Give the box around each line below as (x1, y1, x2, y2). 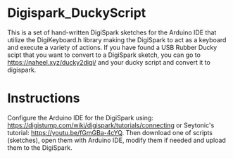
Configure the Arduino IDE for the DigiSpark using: (7, 113, 153, 122)
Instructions (7, 90, 80, 106)
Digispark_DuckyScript (7, 5, 146, 21)
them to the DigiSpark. (7, 143, 73, 152)
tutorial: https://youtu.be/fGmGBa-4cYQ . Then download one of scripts (7, 128, 213, 136)
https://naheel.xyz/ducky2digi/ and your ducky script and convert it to (7, 58, 211, 66)
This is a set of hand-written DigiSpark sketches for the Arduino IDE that (7, 28, 217, 37)
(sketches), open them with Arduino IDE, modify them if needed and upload (7, 136, 227, 144)
